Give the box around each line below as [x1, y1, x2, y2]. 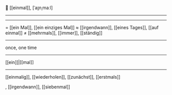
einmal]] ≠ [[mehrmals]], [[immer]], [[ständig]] [5, 30, 103, 36]
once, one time [5, 44, 37, 51]
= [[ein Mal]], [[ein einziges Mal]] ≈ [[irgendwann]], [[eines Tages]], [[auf [5, 25, 159, 30]
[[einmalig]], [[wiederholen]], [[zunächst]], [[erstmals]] [5, 74, 121, 80]
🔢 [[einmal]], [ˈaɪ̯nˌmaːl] [5, 5, 53, 11]
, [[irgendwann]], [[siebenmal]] [5, 84, 71, 90]
